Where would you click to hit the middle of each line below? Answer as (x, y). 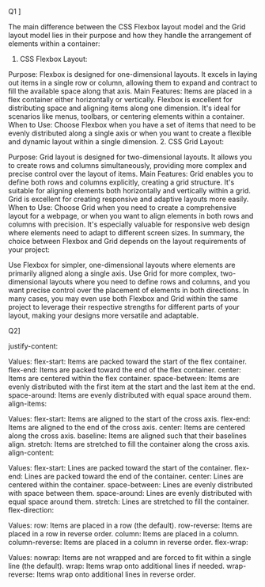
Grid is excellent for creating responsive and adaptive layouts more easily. (129, 199)
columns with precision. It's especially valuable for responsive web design (129, 224)
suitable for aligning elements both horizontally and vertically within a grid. (130, 191)
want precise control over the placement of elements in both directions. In (129, 290)
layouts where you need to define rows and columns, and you (150, 282)
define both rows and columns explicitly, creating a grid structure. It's (121, 182)
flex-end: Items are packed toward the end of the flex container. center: (125, 370)
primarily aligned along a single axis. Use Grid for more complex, (114, 273)
